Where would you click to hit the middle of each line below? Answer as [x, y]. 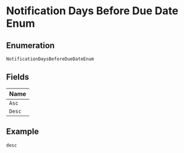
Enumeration [31, 45]
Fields [18, 77]
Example [23, 132]
